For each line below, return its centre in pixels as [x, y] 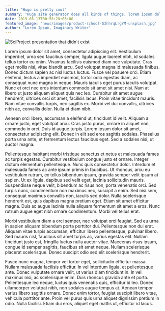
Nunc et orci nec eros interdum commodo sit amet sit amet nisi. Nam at [77, 88]
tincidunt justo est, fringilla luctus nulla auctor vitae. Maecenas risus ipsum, [81, 242]
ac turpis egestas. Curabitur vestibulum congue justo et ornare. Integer [77, 159]
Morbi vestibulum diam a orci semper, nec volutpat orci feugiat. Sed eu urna [82, 221]
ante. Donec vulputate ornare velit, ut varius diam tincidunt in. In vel [73, 272]
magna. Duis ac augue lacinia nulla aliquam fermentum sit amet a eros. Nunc [82, 206]
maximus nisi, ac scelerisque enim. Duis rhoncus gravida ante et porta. [77, 278]
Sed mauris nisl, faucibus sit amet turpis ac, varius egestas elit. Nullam [77, 237]
